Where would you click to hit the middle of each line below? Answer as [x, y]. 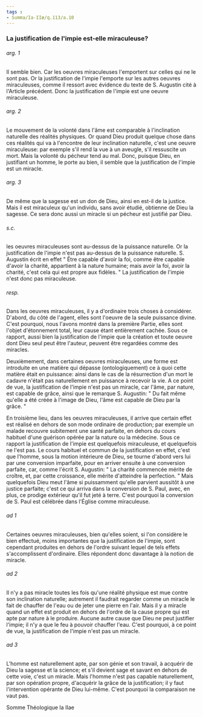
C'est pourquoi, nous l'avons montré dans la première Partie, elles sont [95, 324]
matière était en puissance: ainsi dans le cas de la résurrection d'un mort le [100, 374]
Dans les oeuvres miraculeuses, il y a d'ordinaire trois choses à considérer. [99, 311]
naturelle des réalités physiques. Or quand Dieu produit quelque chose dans [101, 136]
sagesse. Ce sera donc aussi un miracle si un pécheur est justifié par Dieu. [99, 214]
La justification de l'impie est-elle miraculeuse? [77, 39]
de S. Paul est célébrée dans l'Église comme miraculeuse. [78, 502]
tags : [14, 12]
